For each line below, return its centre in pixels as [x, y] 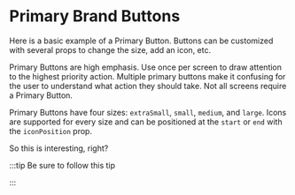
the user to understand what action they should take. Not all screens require [148, 86]
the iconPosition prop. [51, 131]
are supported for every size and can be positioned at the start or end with [146, 122]
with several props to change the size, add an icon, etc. [110, 49]
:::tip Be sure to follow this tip [62, 165]
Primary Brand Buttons [95, 16]
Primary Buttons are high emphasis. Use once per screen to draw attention [145, 67]
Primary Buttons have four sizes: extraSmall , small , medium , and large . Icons [148, 112]
